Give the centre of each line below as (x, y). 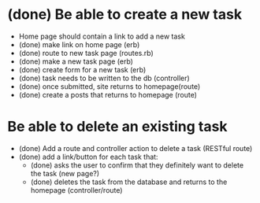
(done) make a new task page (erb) (76, 61)
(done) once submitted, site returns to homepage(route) (110, 86)
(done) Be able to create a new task (124, 15)
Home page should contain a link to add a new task (102, 36)
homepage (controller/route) (76, 190)
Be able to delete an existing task (117, 127)
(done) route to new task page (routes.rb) (86, 53)
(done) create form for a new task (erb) (82, 69)
